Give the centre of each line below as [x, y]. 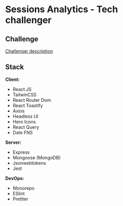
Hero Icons [24, 122]
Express [21, 152]
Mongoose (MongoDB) [37, 157]
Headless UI [25, 116]
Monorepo [23, 188]
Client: [12, 79]
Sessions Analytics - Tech [62, 9]
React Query [26, 127]
